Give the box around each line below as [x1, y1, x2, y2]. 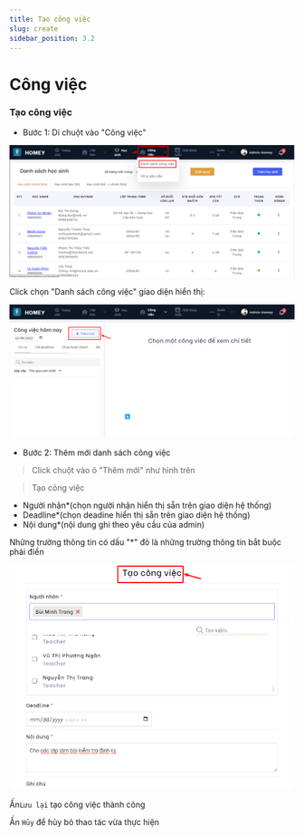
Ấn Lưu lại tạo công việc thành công [9, 799, 146, 811]
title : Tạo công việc [9, 15, 91, 24]
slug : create [9, 24, 59, 34]
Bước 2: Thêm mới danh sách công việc [22, 447, 171, 458]
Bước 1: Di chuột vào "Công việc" [22, 127, 147, 138]
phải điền [9, 547, 44, 558]
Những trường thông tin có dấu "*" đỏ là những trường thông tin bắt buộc [9, 537, 282, 548]
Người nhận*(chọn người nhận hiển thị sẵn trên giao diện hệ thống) [22, 500, 272, 511]
